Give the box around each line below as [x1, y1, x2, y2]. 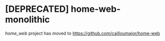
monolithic [5, 14, 50, 25]
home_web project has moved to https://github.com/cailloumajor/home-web [5, 30, 161, 36]
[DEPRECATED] [5, 3, 69, 15]
